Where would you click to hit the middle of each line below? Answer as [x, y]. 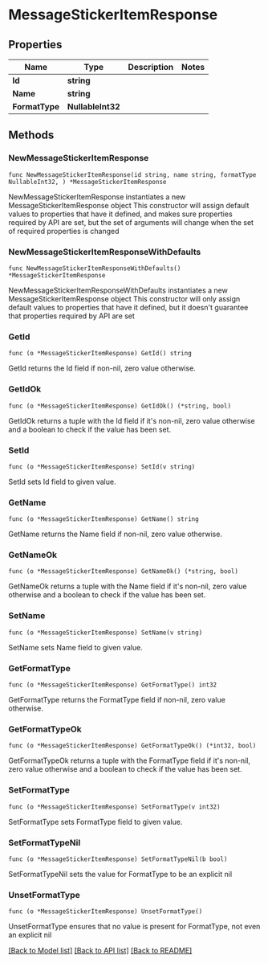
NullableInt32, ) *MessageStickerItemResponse [87, 182]
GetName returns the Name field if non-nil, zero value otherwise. [116, 534]
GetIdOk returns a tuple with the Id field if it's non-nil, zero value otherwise [132, 420]
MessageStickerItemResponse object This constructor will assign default [129, 205]
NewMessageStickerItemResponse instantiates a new [97, 197]
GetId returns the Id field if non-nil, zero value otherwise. [102, 368]
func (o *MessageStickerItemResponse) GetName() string [104, 519]
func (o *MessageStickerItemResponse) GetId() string [100, 354]
